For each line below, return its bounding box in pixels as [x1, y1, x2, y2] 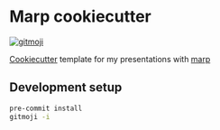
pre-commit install [9, 104, 83, 113]
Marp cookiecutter [9, 6, 151, 27]
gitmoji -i [9, 112, 50, 121]
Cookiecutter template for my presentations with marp [9, 53, 211, 64]
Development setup [9, 79, 123, 96]
